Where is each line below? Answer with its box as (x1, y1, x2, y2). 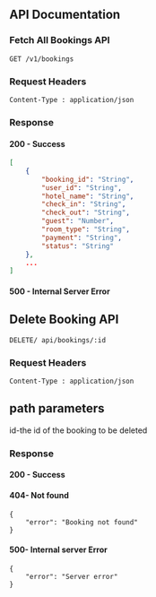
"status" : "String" (41, 241, 115, 250)
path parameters (9, 401, 105, 416)
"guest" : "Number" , (41, 217, 115, 226)
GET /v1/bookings (9, 54, 74, 64)
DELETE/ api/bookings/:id (9, 335, 106, 344)
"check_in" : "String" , (41, 200, 126, 209)
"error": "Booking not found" (25, 517, 139, 527)
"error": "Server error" (25, 572, 118, 581)
